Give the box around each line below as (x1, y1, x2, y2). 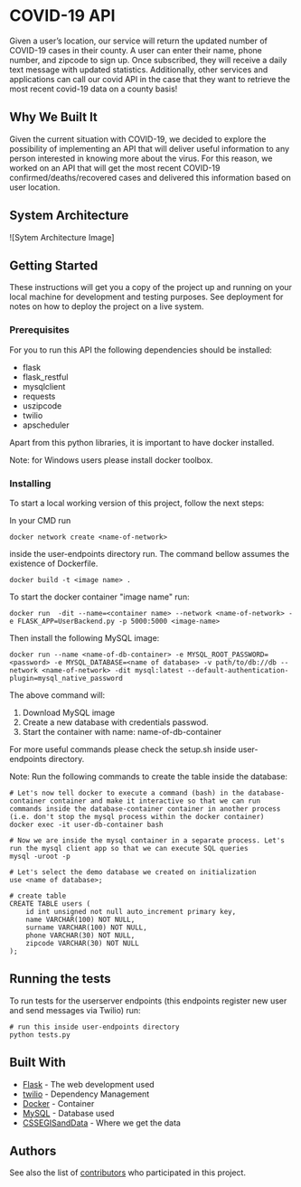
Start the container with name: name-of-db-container (22, 726, 222, 737)
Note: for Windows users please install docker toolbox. (9, 454, 213, 466)
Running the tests (9, 971, 111, 986)
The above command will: (9, 689, 106, 701)
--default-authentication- (186, 665, 289, 674)
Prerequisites (9, 324, 70, 336)
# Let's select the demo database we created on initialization (9, 867, 257, 877)
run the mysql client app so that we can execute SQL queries (9, 843, 249, 853)
